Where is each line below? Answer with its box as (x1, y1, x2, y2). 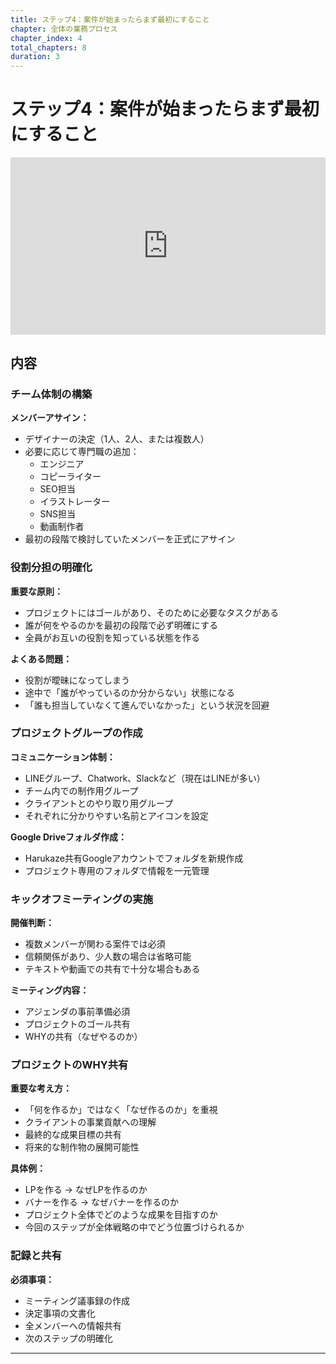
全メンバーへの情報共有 (24, 1319, 122, 1331)
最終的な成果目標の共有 (24, 1129, 122, 1141)
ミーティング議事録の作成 (24, 1294, 130, 1306)
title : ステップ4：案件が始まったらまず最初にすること (10, 14, 210, 25)
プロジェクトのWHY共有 (10, 1058, 129, 1072)
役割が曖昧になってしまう (24, 674, 131, 686)
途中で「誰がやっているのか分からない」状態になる (24, 686, 236, 698)
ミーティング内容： (10, 984, 90, 996)
